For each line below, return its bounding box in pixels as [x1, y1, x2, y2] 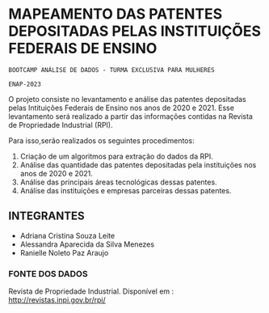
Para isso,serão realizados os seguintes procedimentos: [8, 135, 195, 146]
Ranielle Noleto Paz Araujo [19, 247, 109, 257]
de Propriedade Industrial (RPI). [8, 120, 113, 129]
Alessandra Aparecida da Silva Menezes [19, 239, 155, 249]
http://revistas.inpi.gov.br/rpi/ [8, 295, 107, 305]
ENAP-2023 [8, 80, 42, 88]
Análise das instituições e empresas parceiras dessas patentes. [19, 185, 232, 195]
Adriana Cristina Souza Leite [19, 231, 116, 240]
